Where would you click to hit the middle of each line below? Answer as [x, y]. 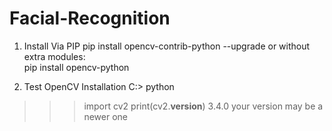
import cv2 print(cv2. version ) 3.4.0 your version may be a [203, 106]
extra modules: [54, 56]
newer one [105, 116]
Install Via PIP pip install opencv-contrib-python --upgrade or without [167, 46]
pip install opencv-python [76, 67]
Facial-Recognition [90, 18]
